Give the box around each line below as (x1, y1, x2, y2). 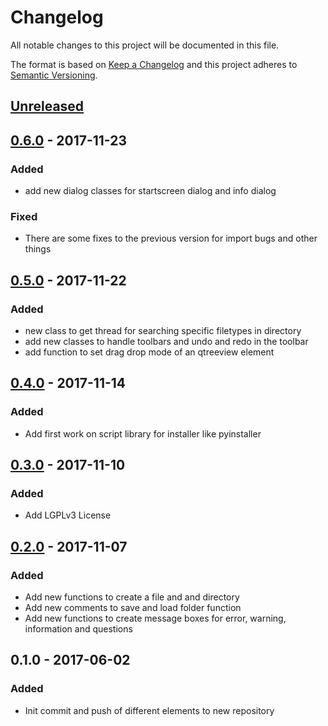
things (24, 243, 52, 255)
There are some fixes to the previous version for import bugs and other (24, 232, 318, 245)
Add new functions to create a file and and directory (24, 591, 240, 603)
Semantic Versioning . (10, 69, 98, 81)
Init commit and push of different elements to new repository (24, 704, 275, 716)
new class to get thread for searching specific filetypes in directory (24, 325, 302, 336)
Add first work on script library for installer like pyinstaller (24, 427, 262, 440)
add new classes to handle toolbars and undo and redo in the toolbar (24, 336, 309, 347)
